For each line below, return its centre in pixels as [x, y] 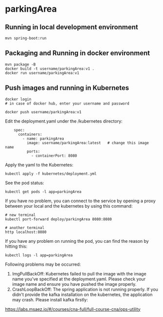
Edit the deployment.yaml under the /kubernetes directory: [64, 121]
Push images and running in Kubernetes [67, 88]
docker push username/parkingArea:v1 [43, 112]
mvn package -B [20, 64]
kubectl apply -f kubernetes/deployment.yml [51, 174]
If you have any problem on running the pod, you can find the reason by [77, 241]
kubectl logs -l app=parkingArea [39, 255]
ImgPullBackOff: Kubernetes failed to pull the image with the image [79, 274]
